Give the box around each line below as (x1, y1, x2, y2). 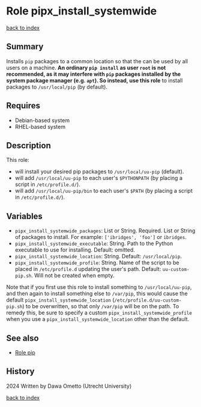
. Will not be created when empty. (31, 272, 115, 279)
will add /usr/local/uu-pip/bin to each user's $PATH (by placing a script (14, 187, 193, 194)
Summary (6, 42, 44, 52)
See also (6, 333, 39, 343)
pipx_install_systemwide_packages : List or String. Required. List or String (14, 227, 196, 234)
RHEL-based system (14, 123, 66, 130)
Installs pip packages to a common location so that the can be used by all (6, 57, 188, 64)
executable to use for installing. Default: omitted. (14, 246, 135, 253)
